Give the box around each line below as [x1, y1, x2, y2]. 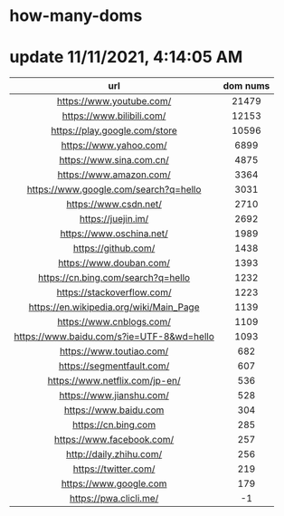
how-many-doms [9, 5, 143, 26]
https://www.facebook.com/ [53, 434, 175, 446]
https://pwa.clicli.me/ [69, 492, 159, 505]
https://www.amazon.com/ [57, 168, 171, 181]
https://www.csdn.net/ [66, 198, 163, 211]
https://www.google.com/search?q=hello [26, 183, 202, 196]
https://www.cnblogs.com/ [57, 316, 172, 329]
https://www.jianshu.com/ [59, 389, 169, 402]
